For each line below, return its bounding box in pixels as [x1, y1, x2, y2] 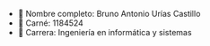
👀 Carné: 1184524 [17, 18, 83, 28]
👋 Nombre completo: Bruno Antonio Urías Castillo [17, 9, 201, 19]
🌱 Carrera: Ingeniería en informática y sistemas [17, 27, 192, 37]
